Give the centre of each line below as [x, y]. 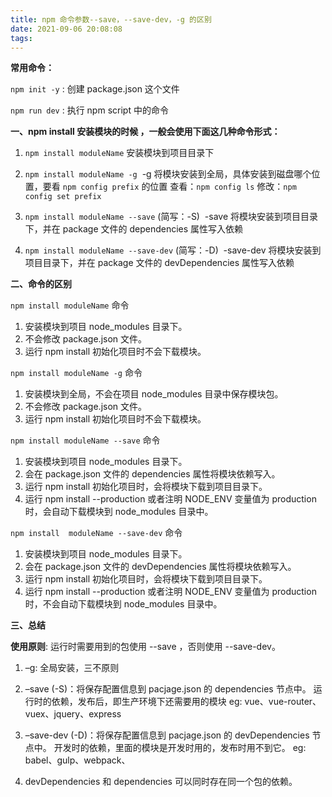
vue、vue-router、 [283, 702]
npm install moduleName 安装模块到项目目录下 [119, 153]
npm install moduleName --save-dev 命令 [96, 533]
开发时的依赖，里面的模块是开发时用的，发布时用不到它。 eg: [180, 748]
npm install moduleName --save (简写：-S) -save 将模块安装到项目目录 [171, 217]
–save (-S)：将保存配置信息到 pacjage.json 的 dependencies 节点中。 [168, 689]
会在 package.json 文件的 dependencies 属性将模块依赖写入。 [152, 474]
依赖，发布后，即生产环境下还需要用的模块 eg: [147, 702]
